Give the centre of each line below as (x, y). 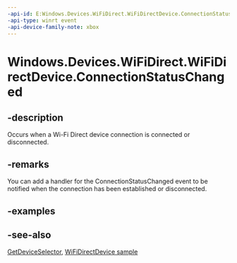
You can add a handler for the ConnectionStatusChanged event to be (108, 181)
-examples (31, 211)
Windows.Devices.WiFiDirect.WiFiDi (117, 62)
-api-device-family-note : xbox (53, 27)
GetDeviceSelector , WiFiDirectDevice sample (73, 252)
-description (35, 117)
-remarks (28, 164)
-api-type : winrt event (42, 20)
